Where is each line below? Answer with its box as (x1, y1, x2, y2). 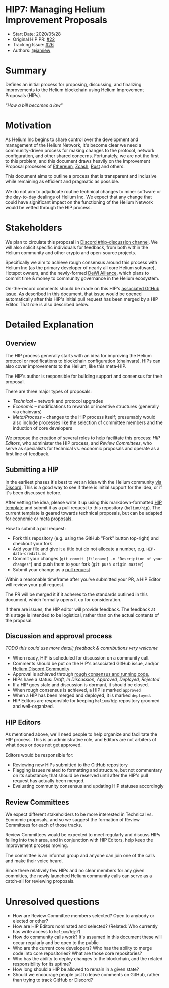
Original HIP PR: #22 (12, 36, 55, 42)
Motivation (5, 120, 52, 131)
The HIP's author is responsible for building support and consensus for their (5, 373, 163, 379)
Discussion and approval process (5, 632, 112, 640)
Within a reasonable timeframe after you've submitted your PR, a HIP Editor (5, 576, 161, 582)
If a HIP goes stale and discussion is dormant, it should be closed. (12, 682, 149, 688)
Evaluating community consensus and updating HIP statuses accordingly (12, 783, 164, 789)
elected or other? (12, 918, 49, 924)
